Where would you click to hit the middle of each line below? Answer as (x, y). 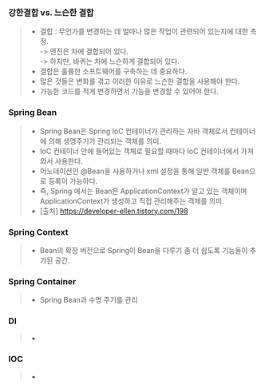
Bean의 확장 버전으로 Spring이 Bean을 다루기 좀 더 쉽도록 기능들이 (144, 250)
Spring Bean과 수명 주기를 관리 (89, 300)
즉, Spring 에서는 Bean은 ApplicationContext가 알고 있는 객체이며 (143, 191)
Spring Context (38, 232)
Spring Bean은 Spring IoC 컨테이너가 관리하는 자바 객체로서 (134, 131)
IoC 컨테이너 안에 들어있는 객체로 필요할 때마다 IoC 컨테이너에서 (139, 151)
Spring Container (42, 281)
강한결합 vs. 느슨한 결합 (51, 12)
